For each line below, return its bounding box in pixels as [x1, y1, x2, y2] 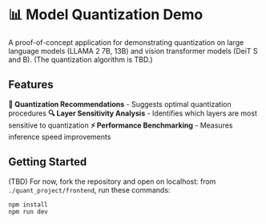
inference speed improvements [8, 132, 111, 141]
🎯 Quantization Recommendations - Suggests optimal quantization [8, 99, 232, 108]
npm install [8, 201, 48, 209]
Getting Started [8, 155, 87, 169]
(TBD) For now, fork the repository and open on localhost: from [8, 177, 216, 186]
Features [8, 78, 54, 92]
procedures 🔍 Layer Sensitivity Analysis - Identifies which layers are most [8, 108, 258, 118]
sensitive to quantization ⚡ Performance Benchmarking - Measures [8, 120, 233, 130]
